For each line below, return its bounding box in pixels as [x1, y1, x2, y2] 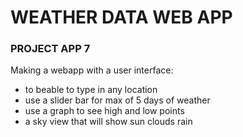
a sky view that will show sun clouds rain [24, 116, 193, 128]
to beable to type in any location [24, 84, 158, 96]
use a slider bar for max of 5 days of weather [24, 94, 211, 106]
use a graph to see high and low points [24, 105, 185, 117]
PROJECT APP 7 [10, 42, 91, 56]
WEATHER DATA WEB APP [10, 6, 233, 29]
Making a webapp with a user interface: [10, 64, 174, 76]
